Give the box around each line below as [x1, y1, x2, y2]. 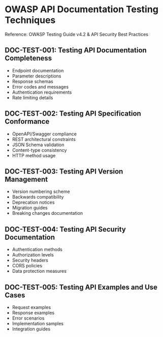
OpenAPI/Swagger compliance [12, 131, 77, 137]
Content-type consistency [12, 147, 67, 153]
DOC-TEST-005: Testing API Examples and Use [5, 283, 158, 291]
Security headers [12, 257, 49, 263]
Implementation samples [12, 321, 64, 326]
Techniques [5, 14, 56, 26]
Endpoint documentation [12, 67, 64, 73]
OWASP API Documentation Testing [5, 4, 158, 15]
